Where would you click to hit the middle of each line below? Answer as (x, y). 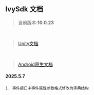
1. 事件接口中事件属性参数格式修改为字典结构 (47, 88)
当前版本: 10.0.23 (36, 23)
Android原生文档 (35, 64)
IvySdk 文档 (24, 9)
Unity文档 (28, 43)
